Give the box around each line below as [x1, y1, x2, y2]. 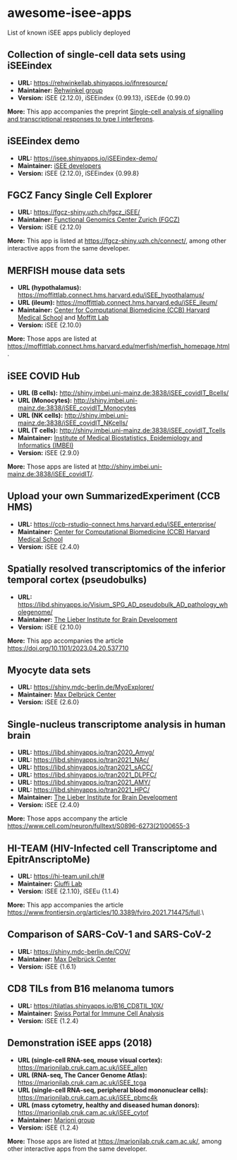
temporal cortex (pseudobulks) [7, 574, 147, 586]
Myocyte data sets [7, 665, 91, 677]
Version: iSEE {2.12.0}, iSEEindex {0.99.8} [17, 169, 140, 177]
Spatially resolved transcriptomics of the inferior [7, 563, 226, 575]
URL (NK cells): [17, 411, 63, 419]
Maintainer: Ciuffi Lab [17, 880, 83, 888]
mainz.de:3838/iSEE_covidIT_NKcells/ [17, 418, 128, 427]
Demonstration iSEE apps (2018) [7, 1037, 153, 1049]
